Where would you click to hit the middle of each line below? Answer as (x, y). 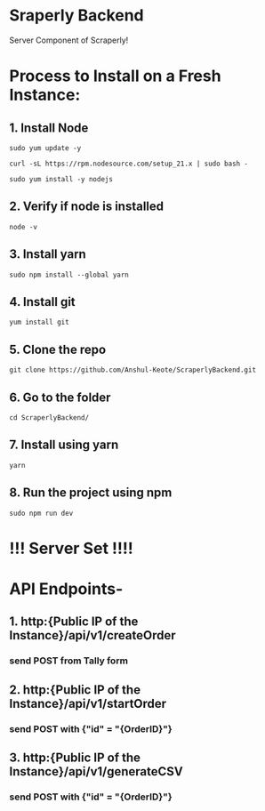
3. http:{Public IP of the (75, 758)
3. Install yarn (48, 254)
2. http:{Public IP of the (75, 690)
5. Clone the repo (58, 349)
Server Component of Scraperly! (69, 40)
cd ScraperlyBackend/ (49, 418)
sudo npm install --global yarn (69, 275)
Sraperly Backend (76, 16)
